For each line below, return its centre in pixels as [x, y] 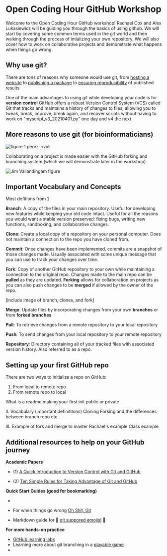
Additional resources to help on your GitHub [75, 442]
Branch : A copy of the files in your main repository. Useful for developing [81, 209]
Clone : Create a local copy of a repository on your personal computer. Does [83, 234]
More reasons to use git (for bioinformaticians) [80, 135]
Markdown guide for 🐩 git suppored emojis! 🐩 [59, 520]
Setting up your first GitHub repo [57, 365]
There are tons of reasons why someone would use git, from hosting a [78, 77]
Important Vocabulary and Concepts [63, 186]
